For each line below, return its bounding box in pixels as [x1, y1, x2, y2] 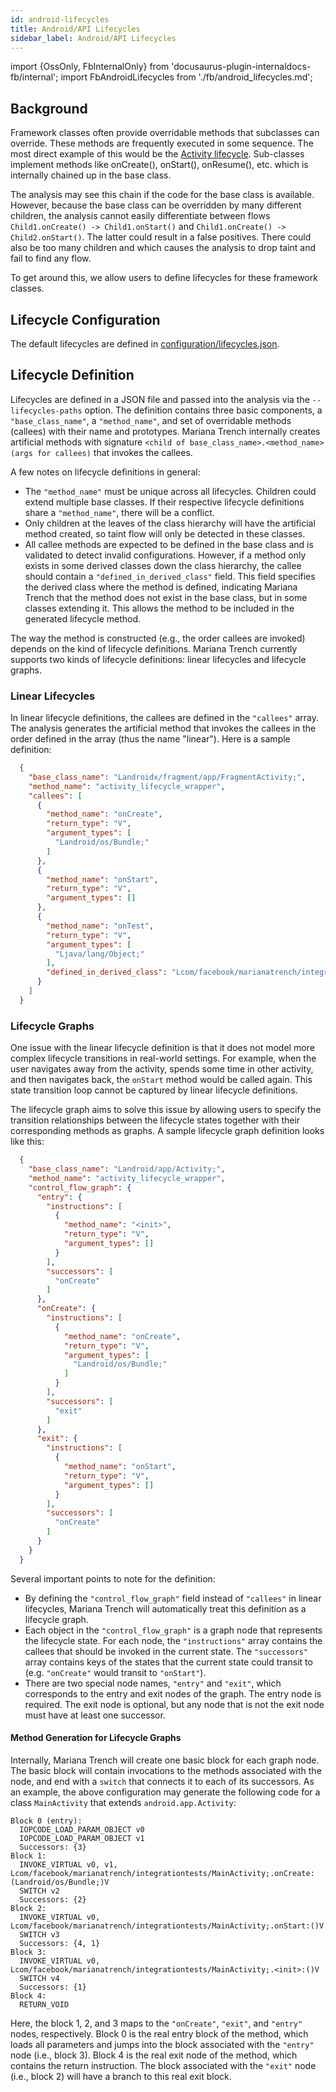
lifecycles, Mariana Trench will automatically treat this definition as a [24, 1602, 307, 1615]
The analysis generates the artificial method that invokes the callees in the [10, 722, 317, 735]
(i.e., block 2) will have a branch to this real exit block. [10, 2070, 232, 2082]
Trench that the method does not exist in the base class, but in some [24, 591, 308, 603]
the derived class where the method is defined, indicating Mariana [24, 581, 298, 593]
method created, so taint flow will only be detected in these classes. [24, 527, 306, 540]
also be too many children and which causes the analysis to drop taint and [10, 242, 317, 254]
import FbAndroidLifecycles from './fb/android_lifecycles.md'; [60, 71, 313, 83]
